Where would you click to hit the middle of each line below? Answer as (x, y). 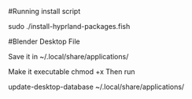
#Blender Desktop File (44, 41)
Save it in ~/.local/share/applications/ (68, 57)
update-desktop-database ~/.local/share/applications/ (96, 87)
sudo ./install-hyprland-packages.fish (69, 26)
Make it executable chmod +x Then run (72, 72)
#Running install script (44, 11)
